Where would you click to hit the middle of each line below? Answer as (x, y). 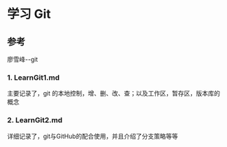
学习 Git (29, 14)
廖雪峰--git (23, 59)
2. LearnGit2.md (35, 120)
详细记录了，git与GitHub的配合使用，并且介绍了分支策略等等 (93, 136)
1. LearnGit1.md (33, 78)
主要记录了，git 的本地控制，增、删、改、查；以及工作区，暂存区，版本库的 (114, 93)
